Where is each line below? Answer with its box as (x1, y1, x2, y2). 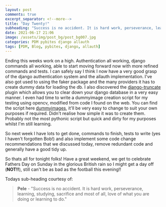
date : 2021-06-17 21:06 (5, 30, 54, 35)
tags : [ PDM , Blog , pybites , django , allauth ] (5, 44, 100, 49)
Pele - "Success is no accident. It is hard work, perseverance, (17, 185, 143, 191)
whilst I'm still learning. (5, 121, 52, 127)
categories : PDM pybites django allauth (5, 40, 90, 45)
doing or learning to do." (17, 196, 67, 202)
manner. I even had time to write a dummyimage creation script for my (5, 95, 148, 101)
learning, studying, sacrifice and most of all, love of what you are (17, 191, 150, 197)
